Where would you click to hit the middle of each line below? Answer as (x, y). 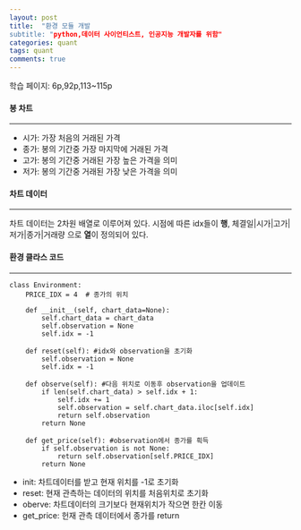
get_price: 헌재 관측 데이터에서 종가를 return (101, 515)
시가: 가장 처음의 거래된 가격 (71, 138)
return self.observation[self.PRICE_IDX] (136, 456)
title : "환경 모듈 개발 (50, 26)
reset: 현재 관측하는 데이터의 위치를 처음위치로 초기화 (115, 492)
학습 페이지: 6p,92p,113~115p (61, 85)
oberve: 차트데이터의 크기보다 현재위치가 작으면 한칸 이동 (123, 504)
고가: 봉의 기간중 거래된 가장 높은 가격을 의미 (100, 160)
